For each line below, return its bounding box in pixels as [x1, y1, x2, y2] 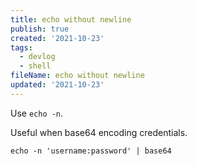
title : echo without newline [10, 14, 132, 25]
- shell [19, 61, 52, 71]
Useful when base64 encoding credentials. [10, 126, 188, 138]
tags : [10, 42, 33, 53]
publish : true [10, 24, 70, 34]
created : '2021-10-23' [10, 33, 105, 43]
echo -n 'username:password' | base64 [10, 146, 172, 156]
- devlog [19, 52, 56, 62]
